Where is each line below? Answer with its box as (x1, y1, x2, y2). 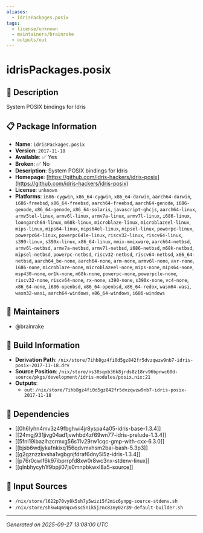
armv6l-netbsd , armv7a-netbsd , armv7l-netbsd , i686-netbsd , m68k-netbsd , (14, 244, 195, 251)
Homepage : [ (14, 173, 49, 180)
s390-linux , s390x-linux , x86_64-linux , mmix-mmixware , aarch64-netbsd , (14, 237, 192, 245)
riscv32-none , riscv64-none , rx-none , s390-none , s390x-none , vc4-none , (14, 276, 189, 283)
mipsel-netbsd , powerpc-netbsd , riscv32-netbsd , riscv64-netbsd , (14, 250, 175, 258)
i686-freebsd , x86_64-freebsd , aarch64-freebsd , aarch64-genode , (14, 199, 175, 206)
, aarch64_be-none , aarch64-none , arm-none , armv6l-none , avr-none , (31, 257, 195, 264)
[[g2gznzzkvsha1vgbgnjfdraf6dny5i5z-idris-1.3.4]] (14, 451, 141, 458)
